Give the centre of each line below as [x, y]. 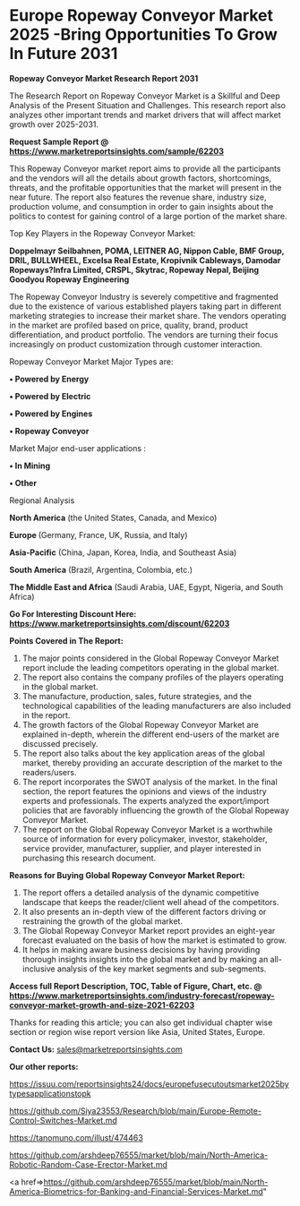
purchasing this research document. [89, 858]
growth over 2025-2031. [54, 124]
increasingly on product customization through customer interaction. [136, 344]
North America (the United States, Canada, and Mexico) [113, 517]
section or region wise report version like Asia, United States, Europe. [137, 1031]
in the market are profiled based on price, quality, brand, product [129, 325]
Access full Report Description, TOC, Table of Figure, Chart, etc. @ [136, 986]
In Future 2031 [64, 54]
